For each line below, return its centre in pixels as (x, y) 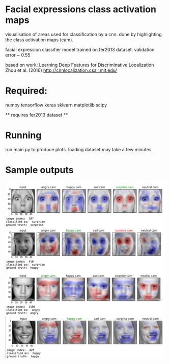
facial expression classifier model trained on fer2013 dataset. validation (80, 49)
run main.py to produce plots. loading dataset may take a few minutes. (79, 149)
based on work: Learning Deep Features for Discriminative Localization (80, 65)
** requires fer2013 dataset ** (37, 115)
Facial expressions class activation (81, 9)
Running (23, 135)
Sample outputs (39, 170)
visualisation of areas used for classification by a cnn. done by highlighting (83, 34)
